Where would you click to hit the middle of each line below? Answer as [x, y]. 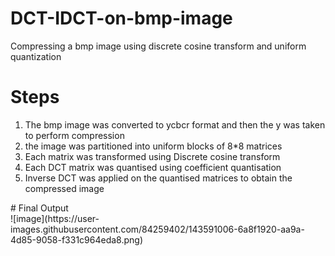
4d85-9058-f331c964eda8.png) [77, 239]
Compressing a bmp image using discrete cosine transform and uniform [158, 46]
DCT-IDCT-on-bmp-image [121, 18]
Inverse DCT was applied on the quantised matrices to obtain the [158, 178]
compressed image [64, 188]
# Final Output [39, 208]
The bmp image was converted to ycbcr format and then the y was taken [175, 124]
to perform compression [74, 135]
